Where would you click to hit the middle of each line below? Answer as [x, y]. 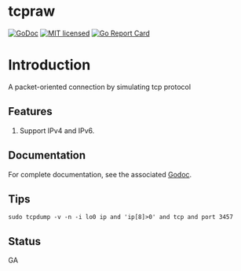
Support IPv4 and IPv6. [57, 130]
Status [25, 241]
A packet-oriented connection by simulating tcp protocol [99, 87]
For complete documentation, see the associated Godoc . [100, 174]
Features [30, 111]
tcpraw [32, 11]
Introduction [49, 65]
